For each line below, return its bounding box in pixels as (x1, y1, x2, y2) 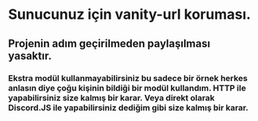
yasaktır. (8, 49, 53, 62)
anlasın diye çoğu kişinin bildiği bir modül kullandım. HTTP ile (8, 82, 246, 93)
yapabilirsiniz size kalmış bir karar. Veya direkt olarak (8, 92, 215, 103)
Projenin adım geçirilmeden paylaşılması (8, 37, 210, 50)
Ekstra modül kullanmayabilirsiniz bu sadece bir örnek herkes (8, 72, 249, 83)
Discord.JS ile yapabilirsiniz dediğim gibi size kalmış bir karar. (8, 102, 249, 113)
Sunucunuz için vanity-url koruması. (8, 5, 251, 24)
